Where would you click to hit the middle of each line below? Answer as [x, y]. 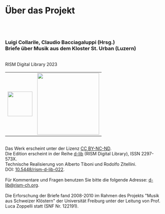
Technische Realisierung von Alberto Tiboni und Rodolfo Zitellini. [71, 164]
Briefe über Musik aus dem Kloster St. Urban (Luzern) [71, 48]
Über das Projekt [40, 11]
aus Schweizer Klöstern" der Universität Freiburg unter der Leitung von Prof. [83, 201]
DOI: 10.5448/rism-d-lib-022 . [35, 170]
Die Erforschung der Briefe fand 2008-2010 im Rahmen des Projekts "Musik [82, 196]
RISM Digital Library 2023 [31, 65]
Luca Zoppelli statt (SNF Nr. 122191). [42, 206]
